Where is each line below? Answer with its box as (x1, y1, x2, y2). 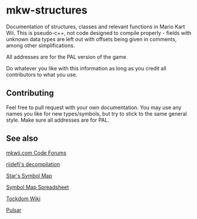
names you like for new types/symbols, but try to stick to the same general (6, 110, 187, 117)
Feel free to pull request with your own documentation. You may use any (6, 104, 182, 111)
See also (6, 133, 38, 143)
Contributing (6, 88, 54, 98)
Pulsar (6, 206, 22, 213)
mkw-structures (6, 4, 88, 17)
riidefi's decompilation (6, 161, 61, 168)
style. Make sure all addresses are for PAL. (6, 116, 110, 123)
